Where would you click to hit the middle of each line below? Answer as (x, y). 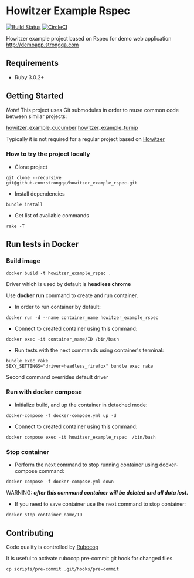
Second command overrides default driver (57, 377)
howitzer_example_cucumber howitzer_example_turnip (72, 127)
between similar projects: (37, 116)
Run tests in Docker (42, 244)
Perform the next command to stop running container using (86, 465)
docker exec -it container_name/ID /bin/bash (62, 339)
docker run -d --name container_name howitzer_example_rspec (82, 317)
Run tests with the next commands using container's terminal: (89, 350)
